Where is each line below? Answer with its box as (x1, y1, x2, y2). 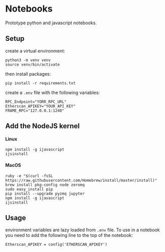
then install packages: (5, 71, 51, 77)
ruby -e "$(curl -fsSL (5, 173, 53, 178)
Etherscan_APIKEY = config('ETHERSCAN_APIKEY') (5, 242, 108, 247)
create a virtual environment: (5, 47, 65, 54)
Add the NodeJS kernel (5, 122, 80, 130)
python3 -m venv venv (5, 58, 51, 63)
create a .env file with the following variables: (5, 89, 100, 95)
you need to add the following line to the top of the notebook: (5, 232, 133, 238)
